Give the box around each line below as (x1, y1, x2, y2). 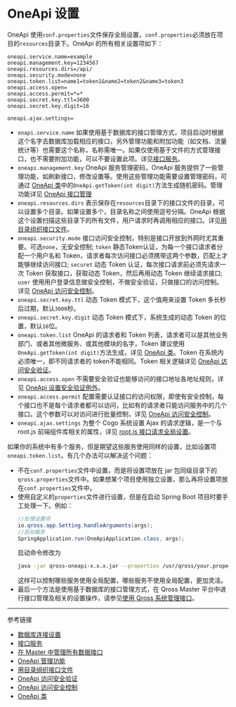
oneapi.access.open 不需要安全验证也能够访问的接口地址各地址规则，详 (17, 374, 224, 383)
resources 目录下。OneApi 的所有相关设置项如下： (20, 39, 164, 47)
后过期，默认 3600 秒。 (17, 304, 80, 313)
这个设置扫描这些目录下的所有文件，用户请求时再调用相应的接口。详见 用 (17, 215, 227, 225)
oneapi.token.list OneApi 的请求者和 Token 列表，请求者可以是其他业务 (17, 330, 228, 339)
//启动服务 (17, 528, 46, 535)
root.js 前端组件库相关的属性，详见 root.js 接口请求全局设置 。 (17, 427, 195, 436)
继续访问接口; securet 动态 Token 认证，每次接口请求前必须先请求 (29, 260, 221, 268)
